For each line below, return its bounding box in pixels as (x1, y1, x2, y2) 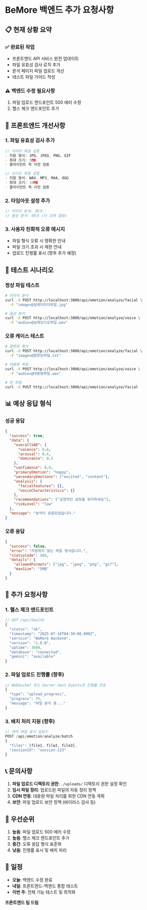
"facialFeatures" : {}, (18, 483, 64, 488)
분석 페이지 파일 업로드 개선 (12, 68, 65, 73)
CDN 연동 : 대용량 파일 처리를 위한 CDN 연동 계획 (12, 793, 105, 799)
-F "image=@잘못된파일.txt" (9, 353, 61, 358)
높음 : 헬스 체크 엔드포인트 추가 (12, 835, 70, 840)
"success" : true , (9, 433, 45, 438)
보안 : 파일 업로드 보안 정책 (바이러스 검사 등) (12, 799, 96, 805)
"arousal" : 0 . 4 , (18, 452, 51, 456)
